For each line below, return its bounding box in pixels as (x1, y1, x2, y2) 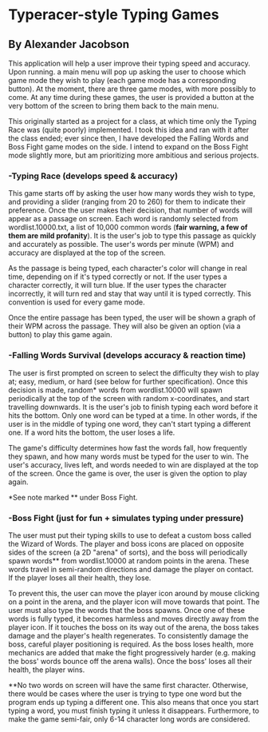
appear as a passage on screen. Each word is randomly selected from (8, 214, 238, 224)
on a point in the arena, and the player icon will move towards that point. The (8, 597, 260, 607)
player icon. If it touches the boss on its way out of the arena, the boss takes (8, 622, 259, 632)
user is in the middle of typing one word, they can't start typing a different (8, 419, 251, 428)
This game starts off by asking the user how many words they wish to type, (8, 189, 255, 198)
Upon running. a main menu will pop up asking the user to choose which (8, 67, 246, 77)
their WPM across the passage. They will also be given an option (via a (8, 321, 241, 331)
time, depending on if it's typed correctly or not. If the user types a (8, 272, 227, 281)
